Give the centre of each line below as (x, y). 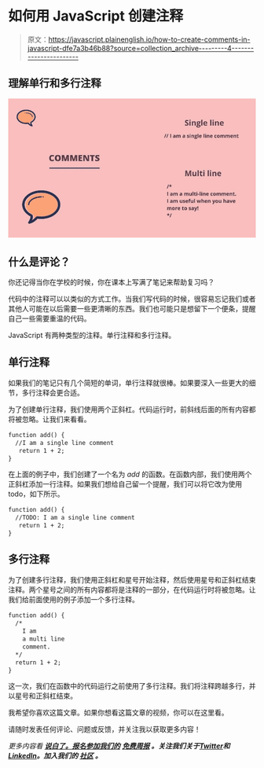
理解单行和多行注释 (55, 83)
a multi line (44, 639)
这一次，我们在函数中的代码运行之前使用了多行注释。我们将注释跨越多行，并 (132, 685)
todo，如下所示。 (36, 494)
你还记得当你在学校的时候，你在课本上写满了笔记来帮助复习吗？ (111, 282)
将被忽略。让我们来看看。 (49, 419)
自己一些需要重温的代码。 (49, 318)
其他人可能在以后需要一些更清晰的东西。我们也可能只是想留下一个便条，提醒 (132, 309)
